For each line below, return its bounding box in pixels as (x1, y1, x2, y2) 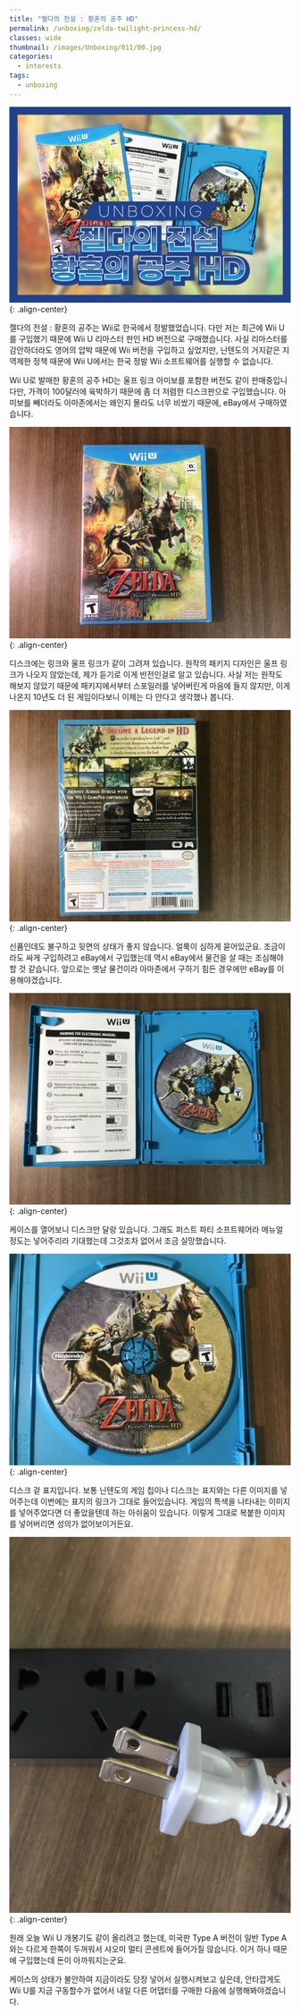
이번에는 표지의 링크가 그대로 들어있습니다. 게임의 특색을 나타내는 (39, 1496, 267, 1507)
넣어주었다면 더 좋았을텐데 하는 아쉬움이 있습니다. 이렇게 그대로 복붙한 (18, 1507, 262, 1518)
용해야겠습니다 (9, 975, 61, 986)
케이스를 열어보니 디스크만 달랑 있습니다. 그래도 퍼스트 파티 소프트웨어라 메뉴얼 (9, 1225, 284, 1235)
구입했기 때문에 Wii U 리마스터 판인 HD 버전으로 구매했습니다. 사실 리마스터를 (18, 334, 288, 345)
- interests (17, 62, 62, 71)
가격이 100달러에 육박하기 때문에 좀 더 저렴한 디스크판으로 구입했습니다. (28, 386, 278, 397)
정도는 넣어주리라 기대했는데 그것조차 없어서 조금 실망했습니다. (9, 1235, 227, 1246)
